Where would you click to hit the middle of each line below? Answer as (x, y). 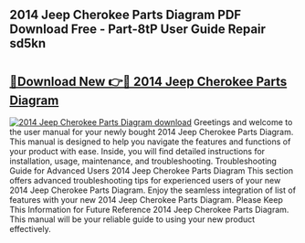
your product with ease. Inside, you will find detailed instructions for (137, 151)
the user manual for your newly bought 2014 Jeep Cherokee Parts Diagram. (152, 132)
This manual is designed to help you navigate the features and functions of (150, 142)
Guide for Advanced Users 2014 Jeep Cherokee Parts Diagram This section (152, 171)
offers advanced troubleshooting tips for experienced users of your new (145, 180)
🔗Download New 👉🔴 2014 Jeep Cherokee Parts (148, 81)
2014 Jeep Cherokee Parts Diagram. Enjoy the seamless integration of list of (153, 190)
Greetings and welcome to (243, 122)
